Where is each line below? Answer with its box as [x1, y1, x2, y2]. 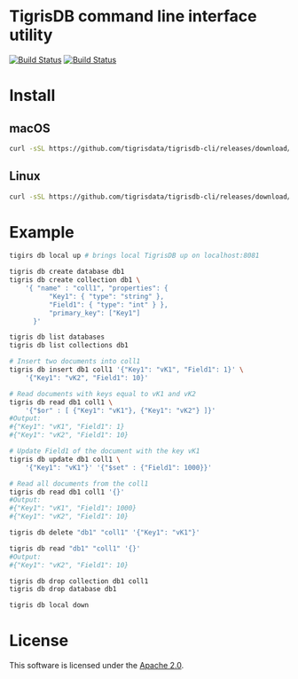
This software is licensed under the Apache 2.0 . [9, 660, 184, 671]
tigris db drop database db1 [9, 585, 117, 594]
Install [9, 86, 56, 105]
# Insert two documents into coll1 [9, 357, 141, 366]
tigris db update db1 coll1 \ [9, 455, 122, 464]
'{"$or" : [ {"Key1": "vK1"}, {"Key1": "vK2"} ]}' [25, 406, 216, 415]
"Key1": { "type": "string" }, [48, 292, 165, 300]
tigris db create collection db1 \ [9, 276, 141, 285]
